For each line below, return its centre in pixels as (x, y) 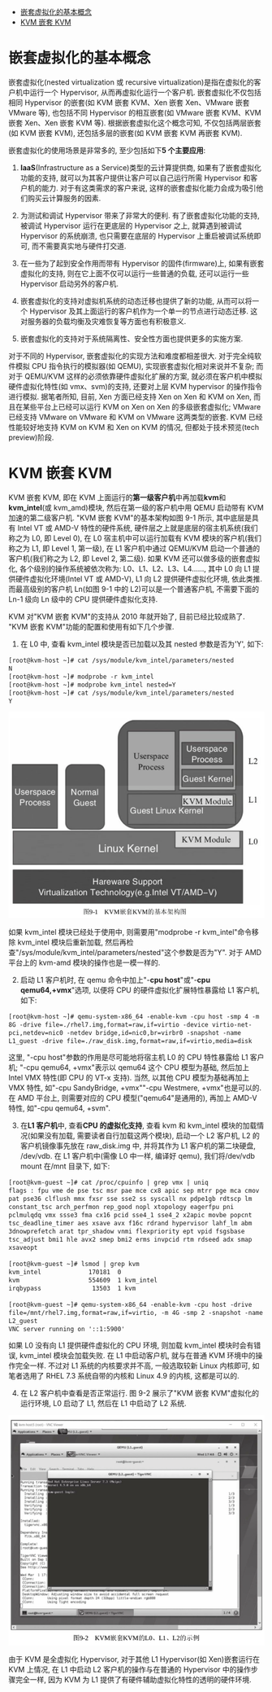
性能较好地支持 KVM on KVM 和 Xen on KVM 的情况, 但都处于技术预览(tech (134, 427)
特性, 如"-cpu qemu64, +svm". (60, 1108)
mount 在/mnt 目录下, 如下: (65, 1166)
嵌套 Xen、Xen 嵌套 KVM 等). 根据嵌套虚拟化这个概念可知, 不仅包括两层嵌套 (135, 123)
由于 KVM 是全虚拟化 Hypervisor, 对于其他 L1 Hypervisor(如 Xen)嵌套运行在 (134, 1659)
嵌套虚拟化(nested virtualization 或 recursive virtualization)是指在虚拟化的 (131, 82)
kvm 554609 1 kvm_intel (83, 1281)
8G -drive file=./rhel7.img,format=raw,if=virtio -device (108, 1025)
